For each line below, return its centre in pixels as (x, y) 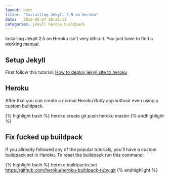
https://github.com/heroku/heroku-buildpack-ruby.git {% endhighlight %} (82, 170)
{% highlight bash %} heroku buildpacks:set (51, 165)
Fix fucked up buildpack (44, 137)
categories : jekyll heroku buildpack (45, 24)
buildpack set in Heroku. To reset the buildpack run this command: (75, 155)
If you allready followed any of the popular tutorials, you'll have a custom (81, 149)
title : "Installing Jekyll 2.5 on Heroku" (52, 15)
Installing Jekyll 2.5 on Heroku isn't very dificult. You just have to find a (79, 39)
